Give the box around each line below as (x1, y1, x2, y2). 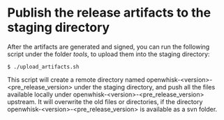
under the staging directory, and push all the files (74, 83, 216, 91)
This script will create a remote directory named (7, 75, 145, 84)
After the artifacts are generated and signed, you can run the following (7, 42, 210, 51)
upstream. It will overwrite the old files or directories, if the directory (7, 97, 203, 105)
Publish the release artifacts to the (7, 5, 211, 21)
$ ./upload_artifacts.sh (7, 63, 80, 70)
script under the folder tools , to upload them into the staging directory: (7, 50, 210, 58)
